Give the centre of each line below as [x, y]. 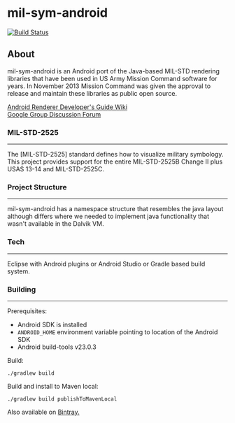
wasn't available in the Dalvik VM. [56, 224]
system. [19, 271]
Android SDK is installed [52, 324]
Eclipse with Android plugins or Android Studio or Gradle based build [106, 264]
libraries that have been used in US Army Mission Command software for [112, 78]
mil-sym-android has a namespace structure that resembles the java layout [115, 209]
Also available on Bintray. [44, 412]
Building [22, 289]
